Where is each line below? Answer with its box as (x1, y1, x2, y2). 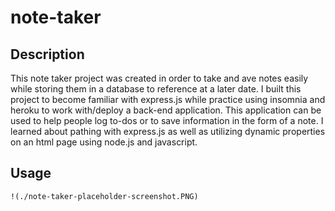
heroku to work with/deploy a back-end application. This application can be (10, 104, 322, 116)
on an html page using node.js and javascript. (10, 136, 198, 148)
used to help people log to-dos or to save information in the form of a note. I (10, 115, 324, 126)
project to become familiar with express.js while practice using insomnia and (10, 94, 326, 105)
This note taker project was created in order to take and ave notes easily (10, 72, 309, 84)
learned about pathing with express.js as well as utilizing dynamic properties (10, 126, 326, 137)
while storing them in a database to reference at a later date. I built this (10, 83, 302, 95)
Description (10, 46, 85, 63)
